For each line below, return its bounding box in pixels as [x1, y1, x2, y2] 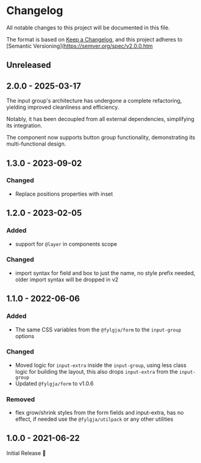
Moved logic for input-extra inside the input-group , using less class [15, 361, 187, 369]
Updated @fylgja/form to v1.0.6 [15, 380, 94, 387]
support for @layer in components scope [15, 240, 118, 248]
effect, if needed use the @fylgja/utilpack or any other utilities [15, 415, 174, 423]
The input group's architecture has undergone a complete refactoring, [6, 97, 182, 105]
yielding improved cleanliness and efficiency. [6, 103, 119, 111]
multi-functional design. [6, 140, 66, 147]
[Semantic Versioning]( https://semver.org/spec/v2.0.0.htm [6, 42, 153, 50]
